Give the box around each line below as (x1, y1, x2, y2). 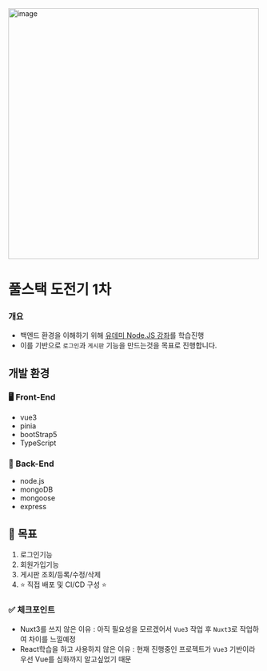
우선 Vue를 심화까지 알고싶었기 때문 (19, 654, 132, 664)
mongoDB (19, 484, 54, 495)
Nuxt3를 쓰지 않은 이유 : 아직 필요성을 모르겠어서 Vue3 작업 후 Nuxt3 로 (19, 624, 238, 633)
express (19, 502, 46, 512)
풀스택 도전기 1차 (8, 280, 112, 299)
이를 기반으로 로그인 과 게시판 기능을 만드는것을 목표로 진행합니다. (19, 340, 217, 351)
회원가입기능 (19, 560, 60, 569)
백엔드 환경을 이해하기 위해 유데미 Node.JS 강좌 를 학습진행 (19, 331, 205, 340)
